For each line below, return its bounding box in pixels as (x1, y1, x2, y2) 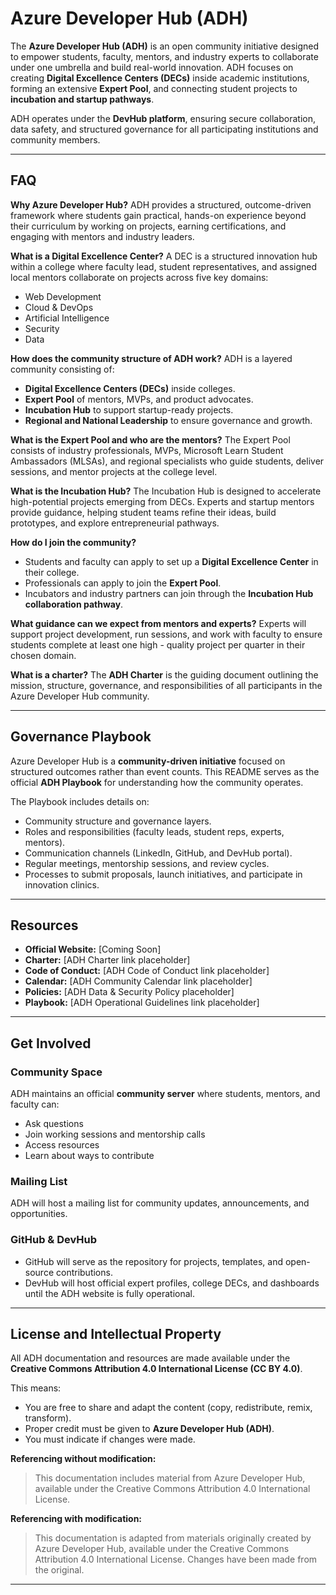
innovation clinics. (24, 878, 100, 891)
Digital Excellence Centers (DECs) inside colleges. (24, 382, 236, 394)
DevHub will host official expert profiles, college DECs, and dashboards (24, 1277, 320, 1289)
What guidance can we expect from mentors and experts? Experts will (10, 617, 307, 629)
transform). (24, 1412, 72, 1424)
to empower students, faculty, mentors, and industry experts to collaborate (10, 50, 319, 62)
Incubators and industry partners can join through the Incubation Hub (24, 587, 314, 599)
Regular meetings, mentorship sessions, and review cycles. (24, 857, 270, 869)
